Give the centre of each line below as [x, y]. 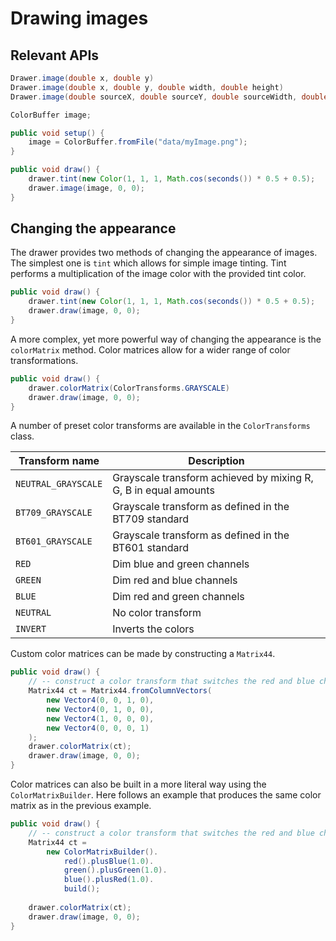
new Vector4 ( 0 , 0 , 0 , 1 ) [98, 728]
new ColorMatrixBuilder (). [102, 852]
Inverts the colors [153, 629]
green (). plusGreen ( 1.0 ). [115, 870]
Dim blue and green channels [181, 564]
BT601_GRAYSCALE [54, 541]
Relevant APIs [55, 55]
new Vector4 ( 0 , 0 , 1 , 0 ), [100, 700]
